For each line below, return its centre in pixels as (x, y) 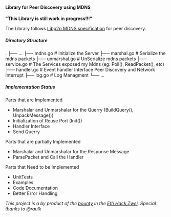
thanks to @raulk (24, 209)
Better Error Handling (35, 193)
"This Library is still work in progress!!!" (49, 19)
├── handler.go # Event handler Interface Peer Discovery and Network (80, 70)
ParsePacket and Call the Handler (48, 157)
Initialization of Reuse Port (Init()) (47, 121)
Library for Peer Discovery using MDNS (48, 7)
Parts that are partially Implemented (43, 142)
